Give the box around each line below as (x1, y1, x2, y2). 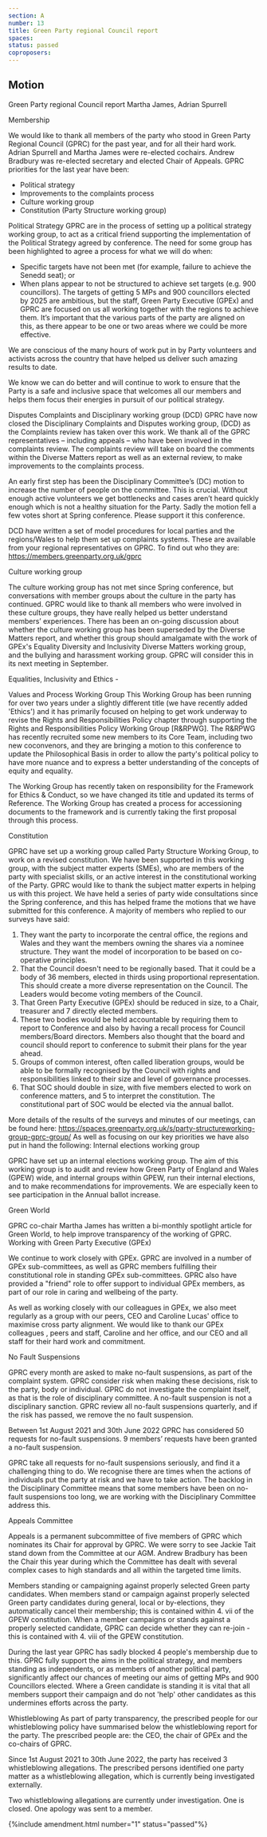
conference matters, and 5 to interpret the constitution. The (19, 1091, 215, 1101)
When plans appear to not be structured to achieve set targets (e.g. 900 (19, 279, 257, 288)
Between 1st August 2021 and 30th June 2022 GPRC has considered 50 (8, 1425, 245, 1434)
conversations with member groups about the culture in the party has (8, 590, 237, 600)
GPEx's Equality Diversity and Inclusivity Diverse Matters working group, (8, 641, 246, 651)
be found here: (8, 1123, 57, 1133)
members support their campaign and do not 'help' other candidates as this (8, 1689, 257, 1699)
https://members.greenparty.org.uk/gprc (8, 551, 142, 561)
